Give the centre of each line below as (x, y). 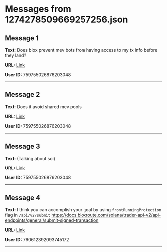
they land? (16, 55)
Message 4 (23, 198)
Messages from (38, 9)
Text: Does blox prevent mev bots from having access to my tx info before (81, 50)
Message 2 (23, 95)
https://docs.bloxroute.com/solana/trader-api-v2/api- (106, 215)
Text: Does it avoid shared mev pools (43, 107)
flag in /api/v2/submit (28, 215)
